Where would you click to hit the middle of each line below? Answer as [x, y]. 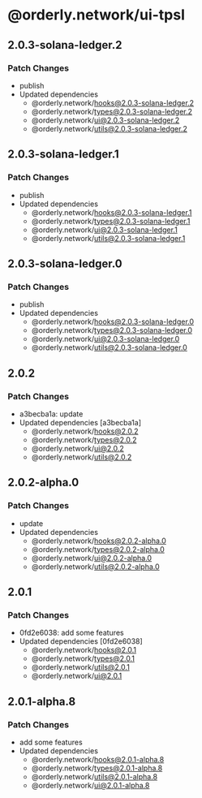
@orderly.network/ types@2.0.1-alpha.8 [97, 768]
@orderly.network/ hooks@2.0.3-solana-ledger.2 [113, 102]
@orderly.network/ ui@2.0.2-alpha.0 [91, 558]
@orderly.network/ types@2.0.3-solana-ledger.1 [111, 221]
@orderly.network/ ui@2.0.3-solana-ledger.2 [105, 120]
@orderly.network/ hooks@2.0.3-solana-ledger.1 [112, 212]
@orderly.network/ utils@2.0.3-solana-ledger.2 [109, 128]
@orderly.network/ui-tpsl [97, 15]
